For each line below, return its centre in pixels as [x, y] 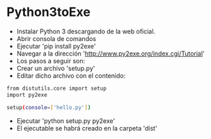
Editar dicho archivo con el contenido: [71, 75]
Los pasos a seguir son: [51, 60]
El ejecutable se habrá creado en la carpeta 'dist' [87, 128]
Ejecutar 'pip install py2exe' [56, 46]
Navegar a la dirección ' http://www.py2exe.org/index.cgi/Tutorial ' [110, 54]
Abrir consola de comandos [56, 38]
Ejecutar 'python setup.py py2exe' [66, 121]
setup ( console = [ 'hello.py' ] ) [49, 107]
